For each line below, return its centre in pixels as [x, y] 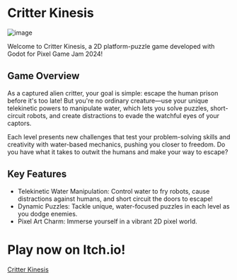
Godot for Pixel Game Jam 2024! [55, 54]
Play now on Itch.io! [67, 250]
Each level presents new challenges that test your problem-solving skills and [119, 136]
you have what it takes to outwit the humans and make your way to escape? [118, 152]
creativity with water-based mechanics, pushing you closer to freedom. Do [116, 144]
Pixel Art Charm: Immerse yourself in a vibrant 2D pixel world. [108, 221]
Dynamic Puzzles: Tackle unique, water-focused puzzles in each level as [123, 206]
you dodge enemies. [47, 214]
